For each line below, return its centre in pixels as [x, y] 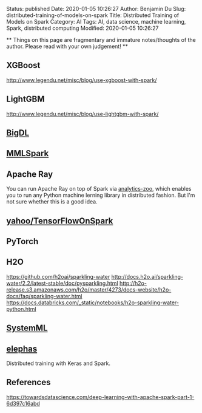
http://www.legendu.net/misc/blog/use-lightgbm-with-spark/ [82, 114]
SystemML [27, 328]
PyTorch [22, 241]
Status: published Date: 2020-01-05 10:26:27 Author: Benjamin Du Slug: [96, 9]
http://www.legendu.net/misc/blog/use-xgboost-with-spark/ [82, 80]
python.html [21, 309]
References [29, 382]
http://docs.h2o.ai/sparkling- [147, 276]
